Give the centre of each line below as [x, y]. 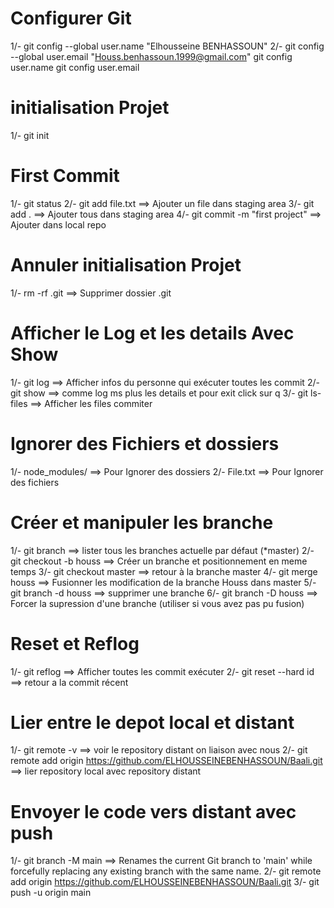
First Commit [65, 176]
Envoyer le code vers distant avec [153, 811]
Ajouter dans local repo [58, 224]
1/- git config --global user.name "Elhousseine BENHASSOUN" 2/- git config [167, 46]
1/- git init [30, 135]
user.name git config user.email [75, 67]
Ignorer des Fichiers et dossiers [145, 443]
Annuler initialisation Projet [126, 265]
